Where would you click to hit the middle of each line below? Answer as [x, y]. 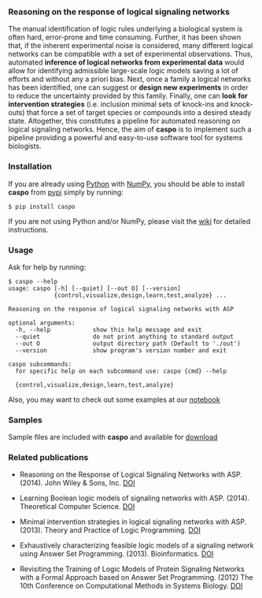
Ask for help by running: [47, 267]
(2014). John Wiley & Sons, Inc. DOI [77, 483]
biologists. [25, 146]
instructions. [28, 229]
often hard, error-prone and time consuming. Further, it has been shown [125, 37]
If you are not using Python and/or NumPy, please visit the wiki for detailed [129, 221]
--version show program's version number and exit [121, 350]
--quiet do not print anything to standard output [125, 336]
